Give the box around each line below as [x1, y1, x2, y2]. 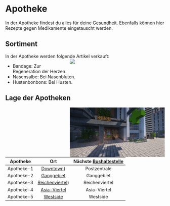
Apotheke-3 [7, 180, 34, 186]
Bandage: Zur [12, 63, 41, 69]
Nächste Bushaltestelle [73, 158, 124, 164]
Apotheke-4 [7, 186, 34, 192]
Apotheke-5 [7, 193, 34, 199]
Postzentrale [85, 165, 112, 172]
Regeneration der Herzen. [12, 68, 67, 74]
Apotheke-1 [7, 165, 34, 172]
